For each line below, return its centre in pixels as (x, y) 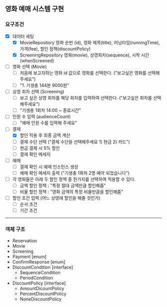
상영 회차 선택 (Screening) (38, 92)
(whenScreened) (37, 60)
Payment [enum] (29, 257)
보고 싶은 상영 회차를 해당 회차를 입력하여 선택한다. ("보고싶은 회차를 (86, 98)
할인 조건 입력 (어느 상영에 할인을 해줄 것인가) (56, 198)
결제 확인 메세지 (35, 154)
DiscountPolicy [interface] (39, 283)
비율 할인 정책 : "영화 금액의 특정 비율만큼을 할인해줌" (71, 192)
